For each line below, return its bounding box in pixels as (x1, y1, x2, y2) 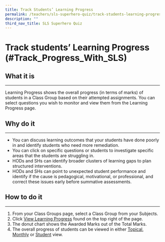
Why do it (5, 119, 35, 128)
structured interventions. (12, 163, 62, 169)
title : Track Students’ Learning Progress (5, 7, 93, 12)
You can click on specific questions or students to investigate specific (12, 148, 154, 154)
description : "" (5, 16, 38, 21)
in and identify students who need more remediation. (12, 142, 119, 148)
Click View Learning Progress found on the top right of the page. (12, 215, 143, 221)
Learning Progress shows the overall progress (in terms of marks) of (5, 89, 143, 96)
